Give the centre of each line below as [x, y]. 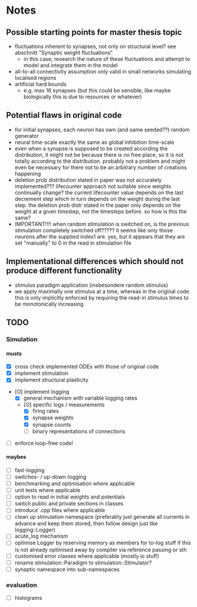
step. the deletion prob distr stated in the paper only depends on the [98, 205]
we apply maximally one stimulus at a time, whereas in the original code [102, 291]
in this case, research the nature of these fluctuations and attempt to [107, 59]
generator [27, 136]
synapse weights [53, 417]
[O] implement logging [42, 392]
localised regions [35, 78]
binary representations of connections [79, 431]
